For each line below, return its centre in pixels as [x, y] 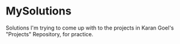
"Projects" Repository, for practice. [50, 34]
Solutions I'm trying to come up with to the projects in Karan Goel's [90, 28]
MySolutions [38, 11]
